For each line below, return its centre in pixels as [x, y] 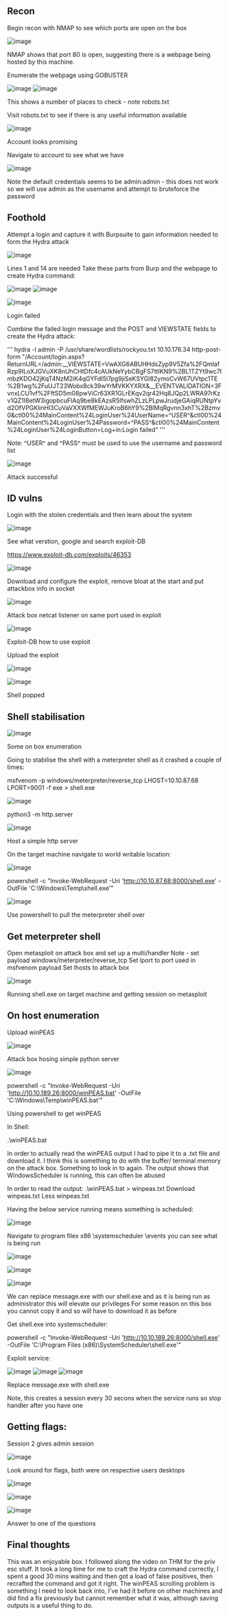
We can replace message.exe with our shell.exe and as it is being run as [109, 1296]
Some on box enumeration [45, 747]
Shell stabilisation [46, 717]
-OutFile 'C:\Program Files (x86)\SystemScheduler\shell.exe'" [94, 1345]
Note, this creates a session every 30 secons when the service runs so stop [114, 1398]
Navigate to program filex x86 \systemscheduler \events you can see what [112, 1236]
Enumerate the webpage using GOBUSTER [68, 75]
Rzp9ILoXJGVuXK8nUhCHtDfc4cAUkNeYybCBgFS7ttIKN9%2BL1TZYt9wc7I [114, 371]
